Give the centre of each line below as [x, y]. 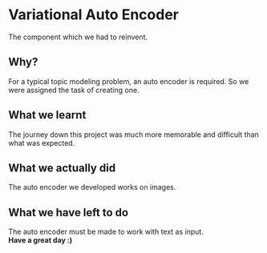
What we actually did [62, 168]
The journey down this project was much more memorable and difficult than [133, 135]
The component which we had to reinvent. [78, 37]
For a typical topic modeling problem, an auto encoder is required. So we [129, 81]
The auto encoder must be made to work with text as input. [106, 232]
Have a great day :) [40, 240]
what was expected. [42, 143]
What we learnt [47, 115]
